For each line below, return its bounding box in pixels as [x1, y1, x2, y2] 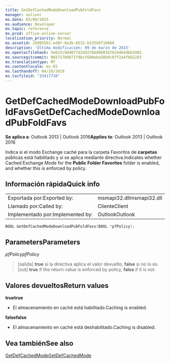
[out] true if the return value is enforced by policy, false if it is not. [17, 267, 156, 273]
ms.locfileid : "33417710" [5, 74, 60, 79]
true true [5, 295, 23, 301]
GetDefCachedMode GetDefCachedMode [5, 352, 92, 358]
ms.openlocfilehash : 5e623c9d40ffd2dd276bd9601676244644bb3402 [5, 50, 142, 55]
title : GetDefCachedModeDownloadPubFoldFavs [5, 7, 101, 13]
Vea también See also [5, 339, 74, 348]
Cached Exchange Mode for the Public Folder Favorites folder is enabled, [5, 159, 160, 166]
